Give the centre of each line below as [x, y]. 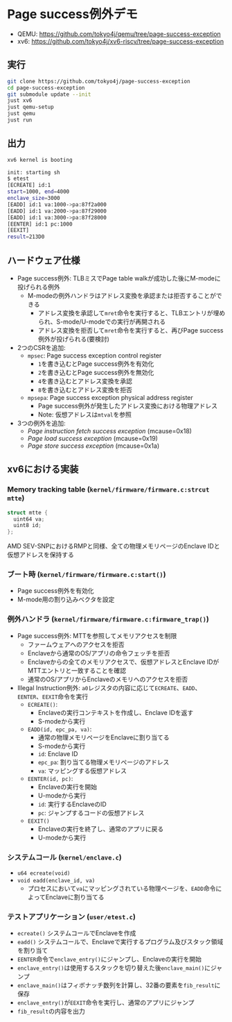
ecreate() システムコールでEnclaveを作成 [77, 933]
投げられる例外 [38, 287]
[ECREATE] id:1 [29, 185]
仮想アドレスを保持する [41, 555]
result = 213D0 [26, 237]
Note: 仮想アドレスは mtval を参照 [84, 414]
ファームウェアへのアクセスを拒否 [76, 644]
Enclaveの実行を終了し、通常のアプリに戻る [101, 829]
